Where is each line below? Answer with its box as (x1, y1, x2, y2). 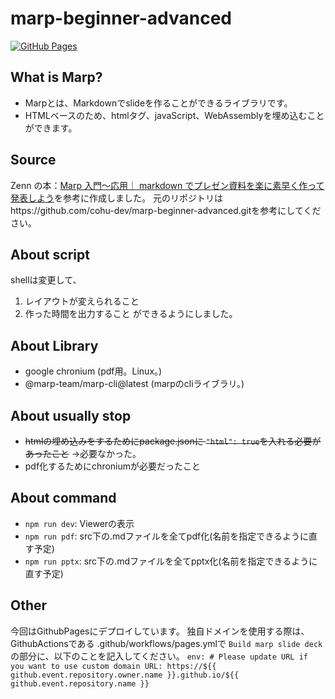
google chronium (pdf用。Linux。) (24, 365, 163, 377)
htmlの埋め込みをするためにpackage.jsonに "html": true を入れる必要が (24, 435, 322, 447)
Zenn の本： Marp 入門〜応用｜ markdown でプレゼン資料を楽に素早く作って (10, 179, 325, 191)
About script (10, 246, 90, 263)
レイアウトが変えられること (24, 295, 140, 307)
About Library (10, 337, 99, 354)
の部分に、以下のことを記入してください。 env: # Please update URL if (10, 650, 308, 662)
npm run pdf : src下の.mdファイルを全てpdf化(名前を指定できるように (24, 530, 309, 542)
